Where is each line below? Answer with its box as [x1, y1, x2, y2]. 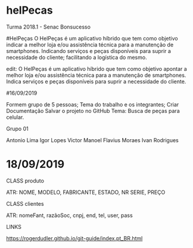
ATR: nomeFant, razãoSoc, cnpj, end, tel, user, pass [6, 212, 133, 219]
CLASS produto [6, 177, 45, 184]
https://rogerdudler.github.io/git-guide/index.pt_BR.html [6, 234, 143, 241]
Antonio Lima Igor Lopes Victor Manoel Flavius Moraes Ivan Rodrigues [6, 136, 179, 143]
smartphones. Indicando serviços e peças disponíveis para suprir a [6, 47, 172, 54]
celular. [6, 114, 24, 121]
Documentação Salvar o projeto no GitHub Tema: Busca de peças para [6, 107, 180, 114]
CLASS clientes [6, 200, 44, 207]
